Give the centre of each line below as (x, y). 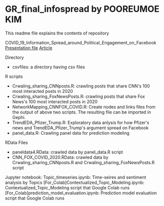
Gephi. (19, 117)
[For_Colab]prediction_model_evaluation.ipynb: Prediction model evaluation (81, 193)
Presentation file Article (29, 48)
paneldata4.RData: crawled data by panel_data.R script (68, 152)
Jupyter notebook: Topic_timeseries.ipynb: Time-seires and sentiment (76, 177)
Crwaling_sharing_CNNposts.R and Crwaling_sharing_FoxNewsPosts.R (83, 162)
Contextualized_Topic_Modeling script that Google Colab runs (67, 187)
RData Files (17, 142)
